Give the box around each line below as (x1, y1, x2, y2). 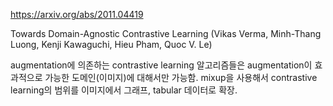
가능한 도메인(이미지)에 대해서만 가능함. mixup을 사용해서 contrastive (44, 72, 318, 83)
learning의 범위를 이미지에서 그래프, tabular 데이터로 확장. (10, 84, 238, 96)
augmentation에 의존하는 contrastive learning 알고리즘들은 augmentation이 (10, 59, 313, 71)
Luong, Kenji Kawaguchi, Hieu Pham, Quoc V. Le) (10, 39, 213, 50)
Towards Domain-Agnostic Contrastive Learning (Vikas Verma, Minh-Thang (10, 28, 322, 39)
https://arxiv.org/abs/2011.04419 (10, 9, 144, 20)
